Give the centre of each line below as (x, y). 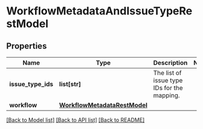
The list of (167, 73)
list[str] (70, 84)
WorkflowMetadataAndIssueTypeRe (99, 11)
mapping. (166, 95)
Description (170, 63)
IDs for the (168, 88)
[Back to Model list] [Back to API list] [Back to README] (76, 120)
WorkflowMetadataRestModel (104, 105)
